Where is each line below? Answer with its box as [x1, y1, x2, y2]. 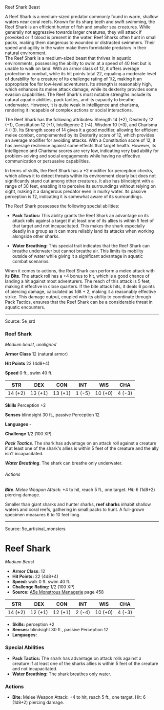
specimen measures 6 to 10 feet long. [5, 511, 81, 517]
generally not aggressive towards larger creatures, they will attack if [5, 29, 142, 35]
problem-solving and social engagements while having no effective [5, 153, 140, 158]
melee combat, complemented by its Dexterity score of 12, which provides [5, 132, 155, 138]
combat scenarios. [12, 259, 50, 264]
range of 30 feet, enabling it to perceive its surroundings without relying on [5, 183, 156, 189]
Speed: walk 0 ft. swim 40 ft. [12, 579, 71, 585]
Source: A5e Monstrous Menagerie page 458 [12, 589, 104, 595]
